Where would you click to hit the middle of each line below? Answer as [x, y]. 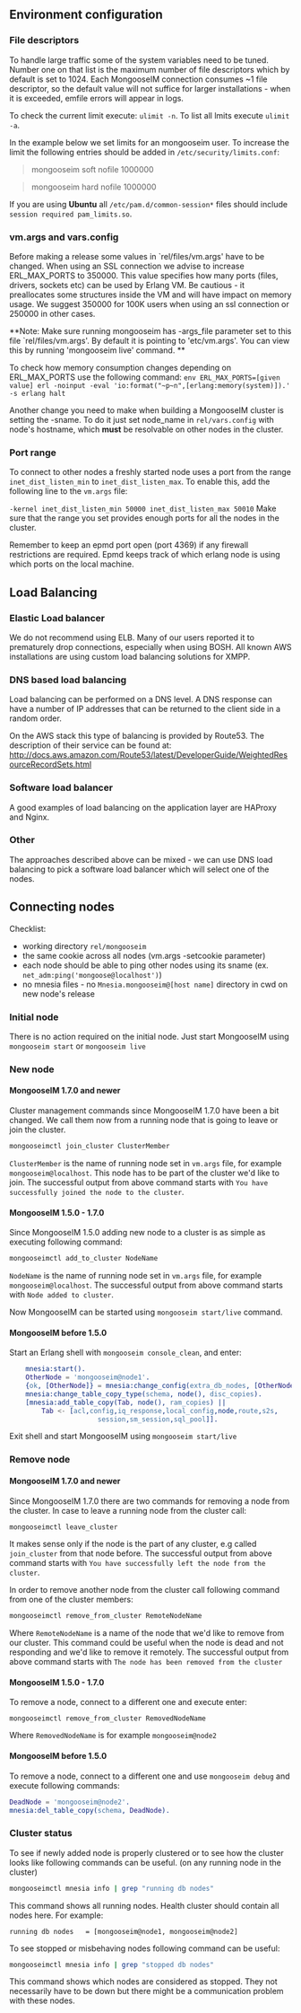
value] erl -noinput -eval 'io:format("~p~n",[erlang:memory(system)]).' [150, 385]
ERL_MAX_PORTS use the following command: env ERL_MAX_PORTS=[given [145, 377]
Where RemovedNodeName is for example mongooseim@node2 [113, 1736]
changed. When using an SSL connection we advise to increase [127, 266]
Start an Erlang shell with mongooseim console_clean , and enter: [125, 1353]
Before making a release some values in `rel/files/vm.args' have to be [137, 256]
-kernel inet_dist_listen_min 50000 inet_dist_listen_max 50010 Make [143, 509]
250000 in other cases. [52, 313]
